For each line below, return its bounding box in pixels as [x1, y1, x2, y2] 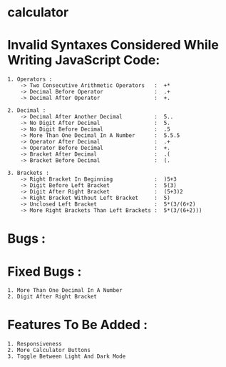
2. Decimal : [7, 107, 46, 114]
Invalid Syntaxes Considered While [7, 37, 219, 54]
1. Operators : [7, 76, 53, 83]
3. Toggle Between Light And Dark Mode [7, 353, 126, 361]
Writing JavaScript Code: [7, 52, 160, 69]
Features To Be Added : [7, 317, 148, 333]
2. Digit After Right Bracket [7, 293, 98, 301]
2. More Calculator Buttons [7, 347, 91, 354]
